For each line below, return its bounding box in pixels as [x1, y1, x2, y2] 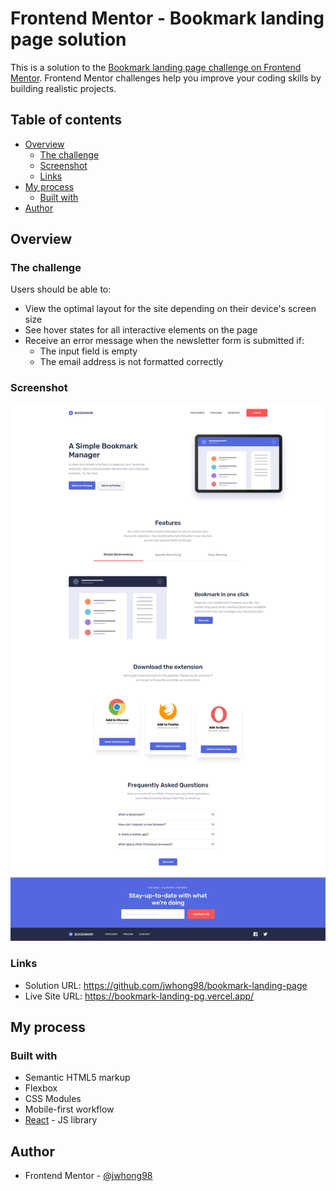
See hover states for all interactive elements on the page [24, 324, 258, 336]
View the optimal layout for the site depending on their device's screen [24, 303, 317, 315]
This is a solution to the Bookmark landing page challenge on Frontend [10, 61, 302, 73]
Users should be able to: [10, 283, 112, 296]
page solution [10, 28, 127, 51]
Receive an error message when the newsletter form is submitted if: [24, 335, 305, 347]
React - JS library [24, 1114, 98, 1126]
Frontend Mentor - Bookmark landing [10, 7, 325, 30]
